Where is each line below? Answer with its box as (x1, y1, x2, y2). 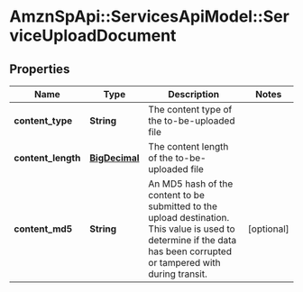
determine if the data (148, 234, 237, 246)
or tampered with (148, 257, 221, 269)
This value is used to (148, 223, 236, 235)
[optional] (247, 223, 289, 235)
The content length (148, 141, 229, 152)
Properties (9, 61, 70, 77)
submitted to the (148, 200, 218, 213)
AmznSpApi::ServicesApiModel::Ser (9, 6, 290, 27)
